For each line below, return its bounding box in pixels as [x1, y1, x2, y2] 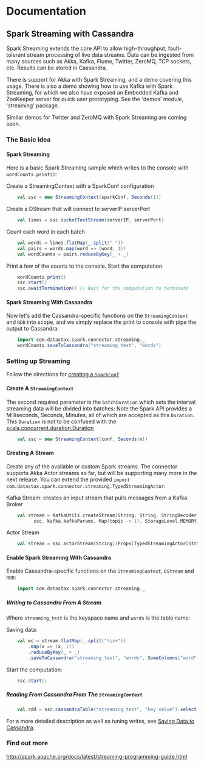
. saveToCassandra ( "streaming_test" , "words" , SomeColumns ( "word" [28, 654, 197, 661]
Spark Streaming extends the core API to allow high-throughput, [6, 45, 167, 52]
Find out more [6, 739, 49, 748]
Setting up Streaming [6, 357, 70, 365]
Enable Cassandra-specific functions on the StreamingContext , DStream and [6, 567, 194, 574]
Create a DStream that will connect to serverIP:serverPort [6, 206, 151, 212]
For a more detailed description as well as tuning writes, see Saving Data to [6, 717, 195, 725]
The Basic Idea [6, 135, 51, 144]
